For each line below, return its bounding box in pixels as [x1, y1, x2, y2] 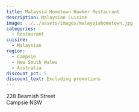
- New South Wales [11, 59, 58, 65]
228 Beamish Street [6, 93, 55, 100]
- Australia [11, 64, 42, 71]
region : [6, 48, 26, 54]
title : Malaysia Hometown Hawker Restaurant [6, 8, 120, 15]
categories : [6, 25, 36, 32]
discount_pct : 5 [6, 70, 47, 76]
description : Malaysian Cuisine [6, 14, 87, 20]
